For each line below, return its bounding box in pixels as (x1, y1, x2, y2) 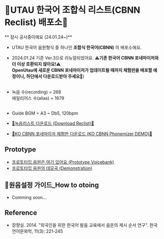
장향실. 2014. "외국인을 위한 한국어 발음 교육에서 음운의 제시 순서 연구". (11, 222, 149, 228)
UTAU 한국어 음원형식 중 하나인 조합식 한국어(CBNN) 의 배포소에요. (11, 44, 142, 50)
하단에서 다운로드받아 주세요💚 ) (26, 73, 85, 79)
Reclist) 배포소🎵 (4, 17, 68, 28)
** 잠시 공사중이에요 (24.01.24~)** (4, 34, 72, 40)
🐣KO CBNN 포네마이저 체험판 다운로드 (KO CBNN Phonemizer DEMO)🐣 (11, 131, 153, 137)
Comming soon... (11, 194, 47, 200)
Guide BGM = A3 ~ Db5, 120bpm (11, 110, 78, 116)
